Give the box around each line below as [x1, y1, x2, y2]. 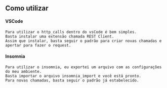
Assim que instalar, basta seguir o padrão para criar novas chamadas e [5, 38, 162, 43]
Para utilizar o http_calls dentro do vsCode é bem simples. [5, 29, 137, 34]
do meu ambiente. [5, 69, 42, 74]
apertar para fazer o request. [5, 42, 71, 48]
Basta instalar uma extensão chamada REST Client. [5, 34, 114, 39]
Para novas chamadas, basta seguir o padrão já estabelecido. [5, 78, 139, 83]
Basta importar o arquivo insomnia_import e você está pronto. [5, 73, 142, 78]
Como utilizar [5, 4, 49, 13]
